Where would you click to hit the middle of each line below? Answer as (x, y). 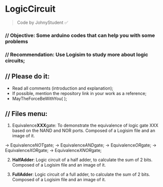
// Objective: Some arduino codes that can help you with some (80, 35)
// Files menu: (26, 114)
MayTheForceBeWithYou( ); (39, 98)
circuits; (15, 60)
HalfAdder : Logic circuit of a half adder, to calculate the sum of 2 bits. (82, 160)
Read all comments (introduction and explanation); (63, 88)
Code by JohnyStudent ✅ (43, 22)
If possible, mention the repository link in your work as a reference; (79, 93)
